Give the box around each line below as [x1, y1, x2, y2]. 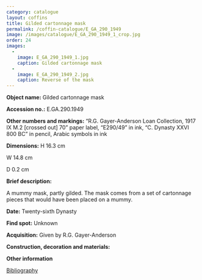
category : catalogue [6, 9, 59, 15]
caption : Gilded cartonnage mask [17, 60, 103, 66]
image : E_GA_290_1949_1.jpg [17, 54, 88, 60]
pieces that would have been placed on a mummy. [6, 196, 133, 203]
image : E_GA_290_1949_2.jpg [17, 71, 88, 77]
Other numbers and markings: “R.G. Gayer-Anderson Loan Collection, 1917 [6, 117, 197, 125]
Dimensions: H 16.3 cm [6, 142, 65, 149]
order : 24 [6, 37, 32, 43]
